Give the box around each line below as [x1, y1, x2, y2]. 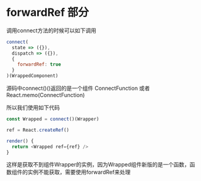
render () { [6, 138, 34, 144]
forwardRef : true [17, 61, 62, 67]
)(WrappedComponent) [6, 73, 59, 79]
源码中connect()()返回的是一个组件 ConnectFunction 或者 [6, 84, 150, 92]
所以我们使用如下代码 [6, 104, 60, 111]
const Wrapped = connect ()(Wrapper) [6, 116, 99, 122]
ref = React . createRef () [6, 127, 69, 133]
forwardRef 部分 [6, 5, 90, 19]
